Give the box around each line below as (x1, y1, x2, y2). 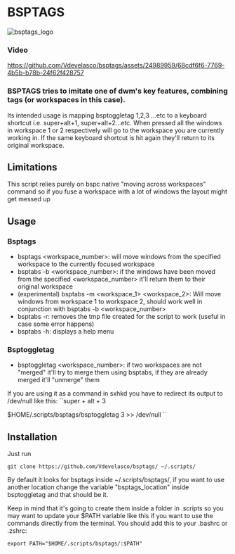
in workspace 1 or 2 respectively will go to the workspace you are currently (7, 126, 224, 134)
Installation (7, 431, 58, 443)
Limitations (7, 161, 58, 173)
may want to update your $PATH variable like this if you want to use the (7, 512, 214, 520)
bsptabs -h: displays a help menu (17, 327, 114, 336)
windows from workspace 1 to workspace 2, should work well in (17, 297, 203, 306)
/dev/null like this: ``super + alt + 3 (7, 397, 107, 405)
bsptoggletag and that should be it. (7, 491, 109, 499)
